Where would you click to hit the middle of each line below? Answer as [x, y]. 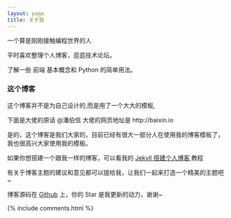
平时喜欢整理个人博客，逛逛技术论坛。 [61, 55]
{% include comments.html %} [51, 208]
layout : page [26, 13]
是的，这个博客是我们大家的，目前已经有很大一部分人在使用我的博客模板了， [115, 134]
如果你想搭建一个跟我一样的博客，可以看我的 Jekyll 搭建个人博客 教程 [106, 157]
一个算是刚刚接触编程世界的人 [49, 40]
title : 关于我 [26, 20]
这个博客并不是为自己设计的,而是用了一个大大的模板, [81, 105]
